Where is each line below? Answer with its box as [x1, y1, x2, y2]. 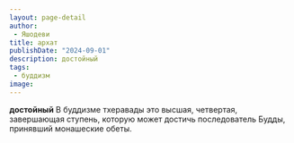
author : [9, 21, 39, 30]
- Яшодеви [13, 29, 50, 38]
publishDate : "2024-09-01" [9, 46, 111, 55]
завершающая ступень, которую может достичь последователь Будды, [9, 114, 286, 124]
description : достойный [9, 55, 99, 63]
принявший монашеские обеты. [9, 122, 132, 134]
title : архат [9, 38, 58, 47]
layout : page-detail [9, 13, 87, 22]
